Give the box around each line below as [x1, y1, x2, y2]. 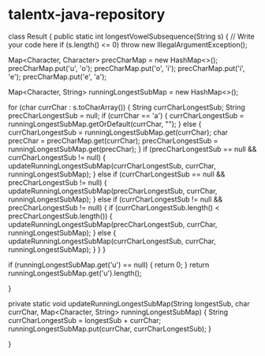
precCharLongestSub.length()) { [8, 211, 113, 221]
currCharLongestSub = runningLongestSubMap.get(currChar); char [8, 128, 229, 137]
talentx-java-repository [8, 6, 166, 24]
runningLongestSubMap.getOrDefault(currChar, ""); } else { [8, 119, 202, 128]
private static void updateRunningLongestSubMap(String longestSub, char [8, 299, 250, 308]
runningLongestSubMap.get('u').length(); [8, 268, 142, 277]
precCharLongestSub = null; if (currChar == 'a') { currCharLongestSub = [8, 110, 244, 120]
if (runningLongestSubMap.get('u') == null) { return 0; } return [8, 260, 210, 269]
